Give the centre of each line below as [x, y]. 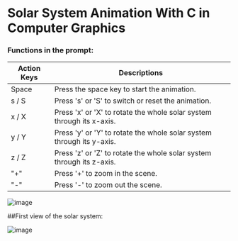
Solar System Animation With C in [109, 13]
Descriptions [141, 73]
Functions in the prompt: [51, 50]
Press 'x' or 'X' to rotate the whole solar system [133, 113]
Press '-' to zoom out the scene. [108, 185]
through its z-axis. [85, 162]
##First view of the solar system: [55, 216]
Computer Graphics [67, 28]
